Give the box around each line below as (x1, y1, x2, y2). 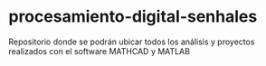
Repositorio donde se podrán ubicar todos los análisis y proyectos (8, 36, 255, 47)
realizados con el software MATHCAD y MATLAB (8, 45, 191, 56)
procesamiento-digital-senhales (8, 6, 258, 27)
